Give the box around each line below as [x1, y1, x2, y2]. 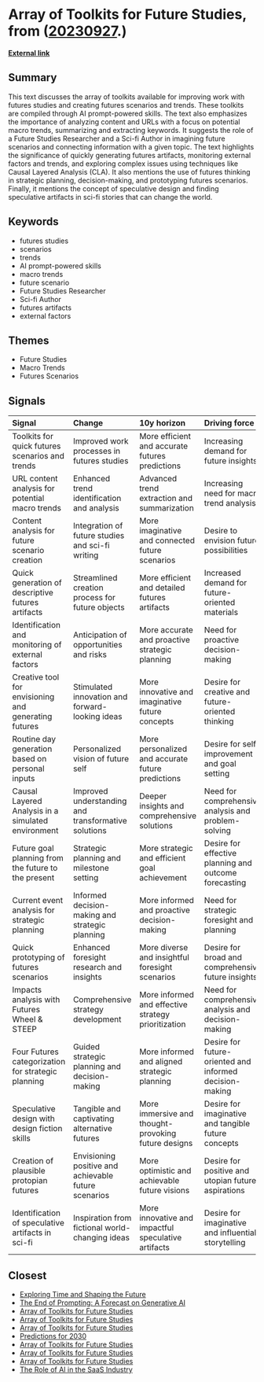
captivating [73, 1113, 115, 1124]
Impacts [12, 985, 42, 996]
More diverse [138, 942, 189, 953]
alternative [73, 1123, 112, 1134]
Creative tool [12, 672, 60, 683]
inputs [12, 773, 35, 784]
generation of [12, 577, 62, 588]
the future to [12, 863, 58, 874]
